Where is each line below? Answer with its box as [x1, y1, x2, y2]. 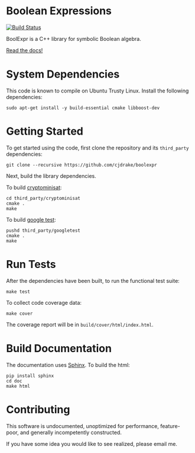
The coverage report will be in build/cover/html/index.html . [6, 321, 154, 328]
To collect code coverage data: [6, 299, 82, 306]
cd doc [6, 378, 22, 384]
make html [6, 383, 31, 389]
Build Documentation [6, 342, 112, 355]
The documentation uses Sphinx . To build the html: [6, 361, 130, 368]
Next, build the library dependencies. [6, 172, 96, 179]
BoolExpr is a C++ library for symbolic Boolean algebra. [6, 35, 142, 42]
